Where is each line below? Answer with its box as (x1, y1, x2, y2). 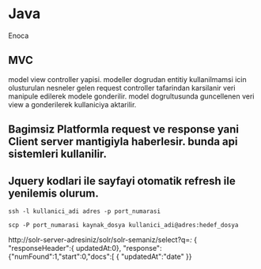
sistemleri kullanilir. (8, 148, 108, 161)
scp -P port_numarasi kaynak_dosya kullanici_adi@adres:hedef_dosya (8, 221, 239, 229)
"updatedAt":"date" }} (121, 252, 192, 261)
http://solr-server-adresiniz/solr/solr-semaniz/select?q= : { (8, 234, 198, 245)
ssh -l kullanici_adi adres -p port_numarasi (8, 207, 161, 215)
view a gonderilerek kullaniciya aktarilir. (8, 99, 137, 109)
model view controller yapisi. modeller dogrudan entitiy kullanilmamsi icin (8, 74, 247, 84)
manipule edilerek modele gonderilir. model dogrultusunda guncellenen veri (8, 92, 255, 101)
